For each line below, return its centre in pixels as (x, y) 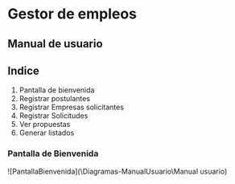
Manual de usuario (55, 44)
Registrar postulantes (54, 99)
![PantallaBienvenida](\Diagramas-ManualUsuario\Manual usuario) (117, 171)
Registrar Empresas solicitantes (71, 107)
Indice (23, 70)
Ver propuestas (45, 125)
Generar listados (47, 133)
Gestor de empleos (72, 14)
